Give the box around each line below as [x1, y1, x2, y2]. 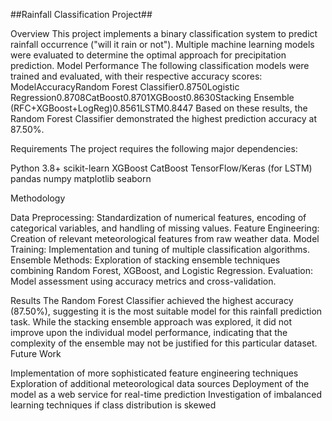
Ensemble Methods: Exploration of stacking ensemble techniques [10, 254, 281, 266]
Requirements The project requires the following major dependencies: [10, 143, 298, 154]
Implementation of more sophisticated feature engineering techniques [10, 367, 299, 379]
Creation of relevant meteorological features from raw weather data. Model [10, 233, 320, 244]
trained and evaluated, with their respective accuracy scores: [10, 70, 263, 82]
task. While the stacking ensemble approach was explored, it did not [10, 316, 293, 328]
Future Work [10, 348, 62, 359]
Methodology [10, 192, 66, 204]
